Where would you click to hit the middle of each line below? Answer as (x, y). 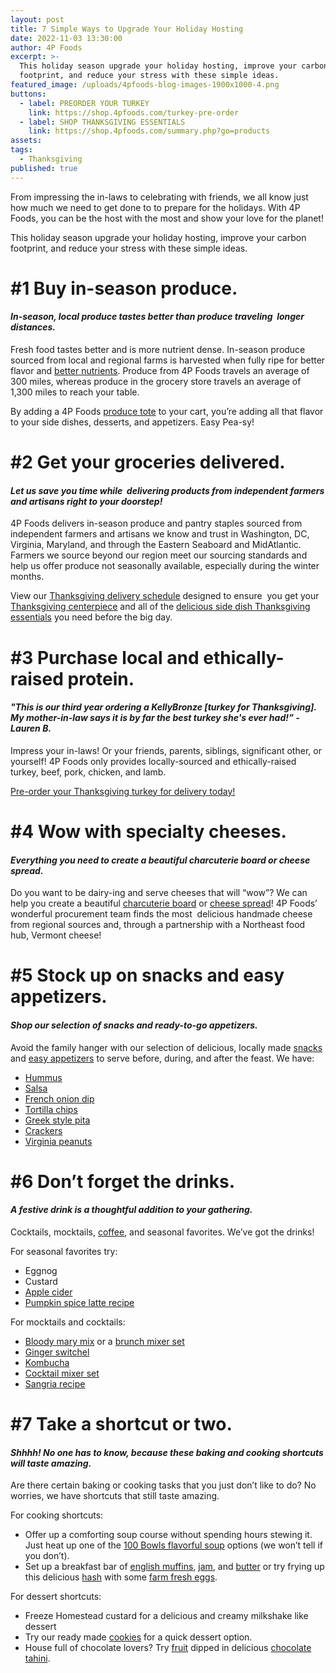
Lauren (25, 728)
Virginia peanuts (58, 1141)
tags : (21, 150)
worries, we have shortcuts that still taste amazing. (115, 1496)
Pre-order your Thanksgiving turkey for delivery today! (123, 791)
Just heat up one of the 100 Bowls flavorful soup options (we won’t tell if (174, 1545)
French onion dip (59, 1098)
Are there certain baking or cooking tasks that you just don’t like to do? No (163, 1485)
